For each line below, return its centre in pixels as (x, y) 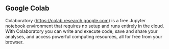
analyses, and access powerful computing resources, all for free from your (84, 36)
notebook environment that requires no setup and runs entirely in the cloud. (85, 26)
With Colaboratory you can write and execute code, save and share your (81, 31)
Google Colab (27, 8)
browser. (15, 42)
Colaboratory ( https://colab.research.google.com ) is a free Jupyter (76, 20)
